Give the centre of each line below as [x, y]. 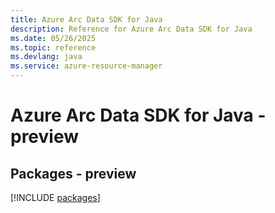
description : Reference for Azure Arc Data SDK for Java [131, 29]
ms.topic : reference [53, 47]
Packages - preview [73, 173]
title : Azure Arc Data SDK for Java [86, 19]
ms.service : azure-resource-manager [86, 66]
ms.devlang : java [46, 57]
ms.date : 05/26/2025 [53, 38]
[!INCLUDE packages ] [55, 197]
